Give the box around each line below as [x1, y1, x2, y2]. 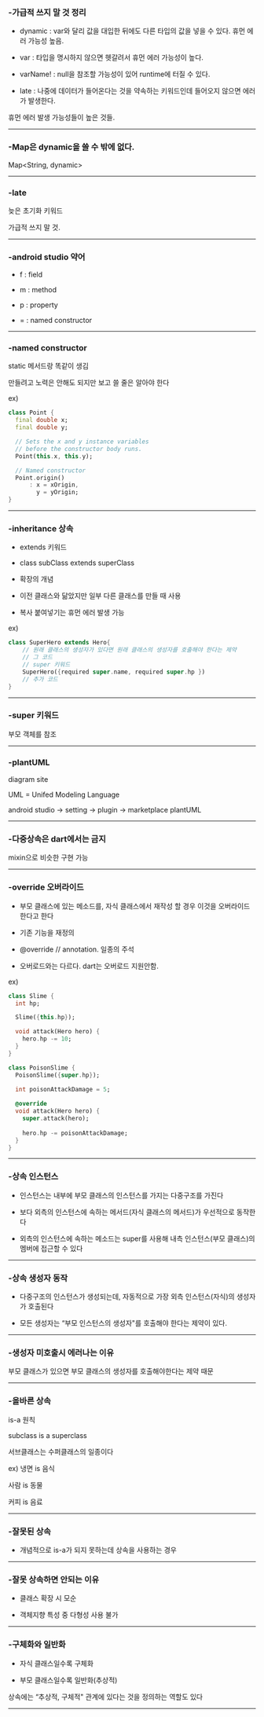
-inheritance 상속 [8, 523, 74, 534]
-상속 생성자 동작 [8, 1272, 68, 1283]
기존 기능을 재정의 [19, 927, 75, 937]
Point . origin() [15, 474, 65, 482]
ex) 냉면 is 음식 [8, 1463, 55, 1473]
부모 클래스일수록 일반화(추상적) [19, 1675, 118, 1685]
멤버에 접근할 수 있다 [19, 1243, 83, 1253]
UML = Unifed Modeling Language [8, 790, 120, 799]
